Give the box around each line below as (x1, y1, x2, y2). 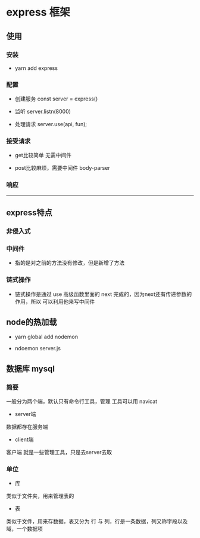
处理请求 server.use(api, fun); (14, 121, 87, 128)
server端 (14, 411, 36, 418)
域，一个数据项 (6, 525, 43, 533)
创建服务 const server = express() (14, 95, 98, 102)
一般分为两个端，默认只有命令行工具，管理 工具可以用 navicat (6, 398, 158, 405)
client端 (14, 436, 34, 443)
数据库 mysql (6, 363, 55, 374)
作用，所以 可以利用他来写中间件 (14, 298, 95, 305)
